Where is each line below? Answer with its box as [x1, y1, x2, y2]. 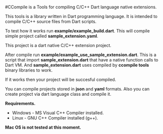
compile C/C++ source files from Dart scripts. [5, 19, 97, 24]
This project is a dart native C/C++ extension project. [5, 43, 112, 48]
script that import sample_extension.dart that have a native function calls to [5, 57, 159, 62]
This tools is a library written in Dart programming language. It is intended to [5, 14, 158, 19]
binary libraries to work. [5, 67, 53, 73]
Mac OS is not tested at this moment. [5, 124, 81, 130]
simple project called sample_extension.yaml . [5, 33, 99, 39]
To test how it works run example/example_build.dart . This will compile [5, 28, 150, 33]
